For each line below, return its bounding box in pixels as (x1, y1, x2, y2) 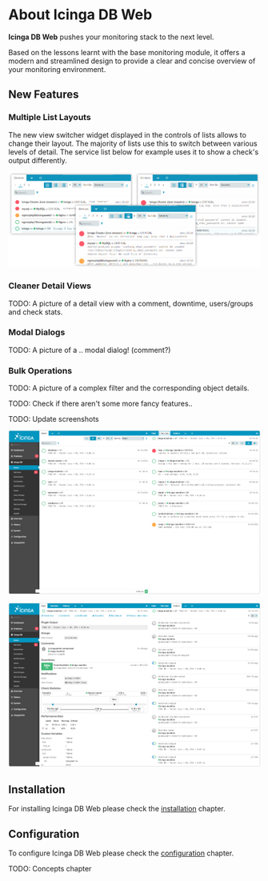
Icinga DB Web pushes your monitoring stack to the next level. (8, 32, 214, 42)
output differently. (8, 155, 67, 165)
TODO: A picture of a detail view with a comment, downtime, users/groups (8, 298, 254, 308)
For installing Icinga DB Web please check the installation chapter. (8, 804, 226, 814)
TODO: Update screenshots (8, 414, 99, 424)
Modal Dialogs (8, 326, 66, 338)
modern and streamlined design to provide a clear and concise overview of (8, 56, 256, 66)
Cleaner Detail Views (8, 280, 92, 291)
